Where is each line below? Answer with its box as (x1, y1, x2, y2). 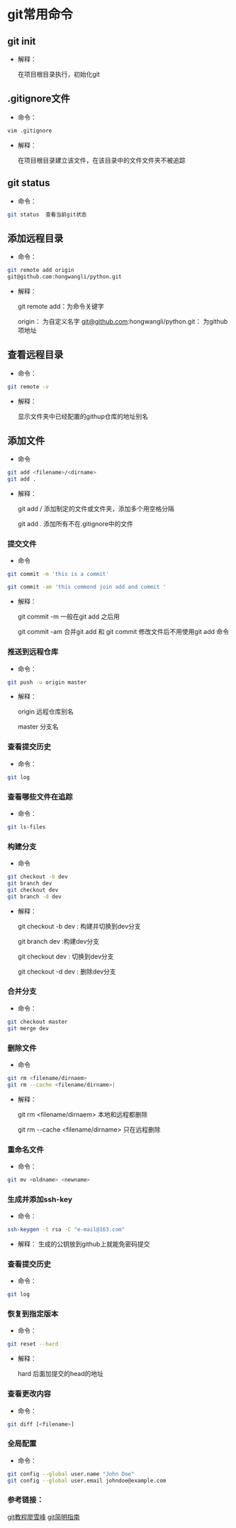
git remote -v (7, 383, 50, 391)
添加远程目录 (7, 232, 64, 244)
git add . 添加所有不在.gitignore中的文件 (17, 520, 133, 528)
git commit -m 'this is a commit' (7, 571, 110, 578)
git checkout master (7, 1018, 69, 1025)
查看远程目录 (7, 349, 64, 361)
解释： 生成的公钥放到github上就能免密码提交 (17, 1240, 150, 1248)
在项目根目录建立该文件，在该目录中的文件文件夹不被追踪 (17, 155, 186, 164)
